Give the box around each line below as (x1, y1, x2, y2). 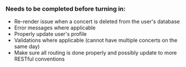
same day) (14, 43, 40, 50)
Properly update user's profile (14, 31, 87, 38)
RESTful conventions (14, 55, 65, 63)
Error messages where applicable (14, 24, 96, 31)
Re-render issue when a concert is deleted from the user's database (14, 18, 180, 25)
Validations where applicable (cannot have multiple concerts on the (14, 37, 178, 44)
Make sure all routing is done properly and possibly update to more (14, 49, 177, 56)
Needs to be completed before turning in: (5, 5, 126, 13)
